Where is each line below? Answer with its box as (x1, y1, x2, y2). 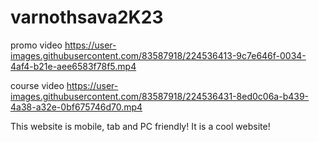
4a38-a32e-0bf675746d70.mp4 (10, 101, 143, 113)
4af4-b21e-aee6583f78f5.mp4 (10, 60, 137, 72)
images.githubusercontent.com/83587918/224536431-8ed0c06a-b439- (10, 90, 310, 102)
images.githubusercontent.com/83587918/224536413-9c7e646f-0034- (10, 49, 307, 61)
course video (10, 79, 65, 91)
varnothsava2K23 (10, 6, 164, 29)
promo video (10, 39, 63, 51)
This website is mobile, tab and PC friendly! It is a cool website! (10, 120, 271, 132)
